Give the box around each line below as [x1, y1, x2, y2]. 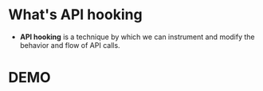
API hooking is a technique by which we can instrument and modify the [19, 32, 255, 42]
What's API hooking [8, 6, 143, 24]
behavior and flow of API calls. [19, 40, 121, 49]
